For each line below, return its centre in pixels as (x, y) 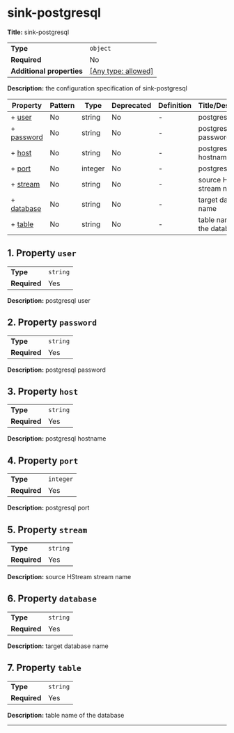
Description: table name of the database (66, 715)
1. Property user (42, 253)
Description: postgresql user (49, 300)
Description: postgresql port (48, 508)
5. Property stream (47, 529)
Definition (174, 105)
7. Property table (44, 668)
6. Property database (52, 599)
